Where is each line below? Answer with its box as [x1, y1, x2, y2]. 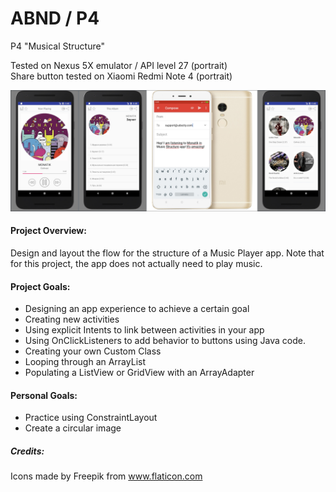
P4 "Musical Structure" [10, 40, 105, 52]
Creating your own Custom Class [24, 345, 162, 357]
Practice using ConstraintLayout [24, 412, 158, 424]
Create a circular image [24, 422, 122, 434]
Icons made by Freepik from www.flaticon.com [10, 470, 203, 482]
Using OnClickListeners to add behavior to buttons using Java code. [24, 335, 306, 347]
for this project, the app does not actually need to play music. [10, 258, 263, 270]
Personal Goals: [10, 389, 78, 401]
